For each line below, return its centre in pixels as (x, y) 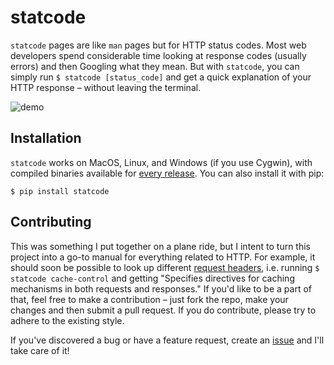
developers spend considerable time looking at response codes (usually (158, 55)
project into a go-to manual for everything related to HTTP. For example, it (163, 257)
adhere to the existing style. (67, 320)
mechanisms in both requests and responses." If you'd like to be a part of (161, 288)
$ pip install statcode (60, 191)
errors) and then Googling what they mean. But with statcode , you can (155, 66)
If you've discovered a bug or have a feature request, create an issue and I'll (167, 340)
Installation (46, 138)
